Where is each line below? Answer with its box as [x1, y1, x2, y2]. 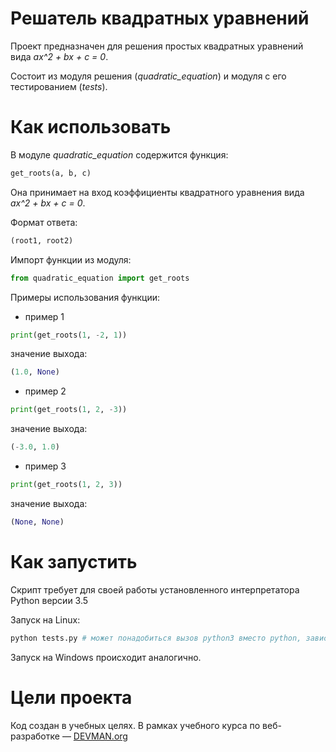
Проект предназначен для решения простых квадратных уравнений [10, 40, 304, 52]
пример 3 [24, 460, 67, 472]
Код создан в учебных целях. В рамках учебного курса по [10, 719, 261, 731]
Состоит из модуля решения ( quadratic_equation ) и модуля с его [10, 70, 287, 82]
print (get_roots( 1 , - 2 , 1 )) [10, 330, 128, 340]
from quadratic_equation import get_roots [10, 273, 190, 283]
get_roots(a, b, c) [10, 168, 92, 178]
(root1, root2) [10, 235, 74, 246]
